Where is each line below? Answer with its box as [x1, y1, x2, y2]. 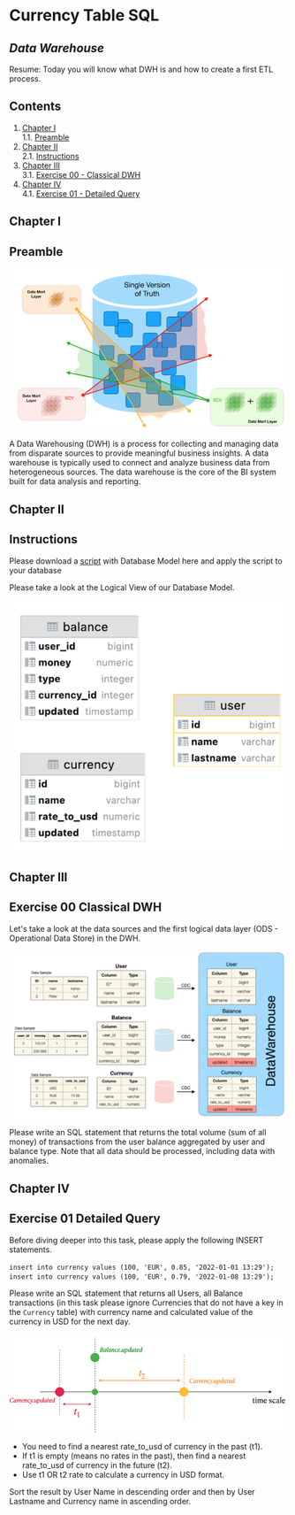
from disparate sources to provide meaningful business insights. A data [9, 448, 269, 458]
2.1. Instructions [21, 150, 79, 161]
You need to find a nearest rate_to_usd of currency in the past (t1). [21, 1442, 263, 1452]
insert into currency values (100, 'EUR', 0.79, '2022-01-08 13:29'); [9, 1272, 275, 1281]
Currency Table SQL [9, 5, 160, 26]
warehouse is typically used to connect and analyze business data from [9, 458, 270, 468]
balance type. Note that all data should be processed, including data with [9, 1146, 276, 1157]
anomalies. [9, 1156, 49, 1166]
